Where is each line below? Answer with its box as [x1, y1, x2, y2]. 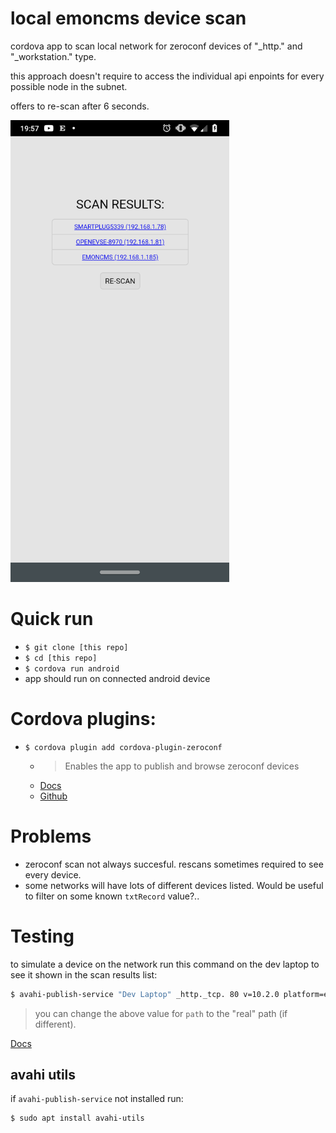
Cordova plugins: [10, 708, 157, 731]
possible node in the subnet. [10, 80, 128, 92]
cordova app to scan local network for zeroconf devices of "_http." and [10, 40, 303, 52]
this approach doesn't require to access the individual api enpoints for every [10, 70, 325, 82]
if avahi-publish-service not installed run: [10, 1093, 184, 1105]
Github [39, 790, 68, 802]
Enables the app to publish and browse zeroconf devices [64, 760, 300, 772]
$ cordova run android [24, 663, 120, 674]
